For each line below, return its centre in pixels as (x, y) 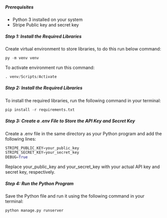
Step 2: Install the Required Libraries (44, 88)
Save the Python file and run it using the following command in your (75, 196)
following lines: (21, 139)
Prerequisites (19, 7)
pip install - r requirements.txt (40, 110)
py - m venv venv (22, 58)
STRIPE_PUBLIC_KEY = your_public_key (42, 148)
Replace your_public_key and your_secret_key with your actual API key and (82, 167)
